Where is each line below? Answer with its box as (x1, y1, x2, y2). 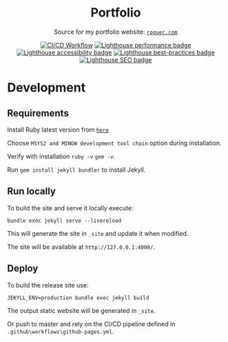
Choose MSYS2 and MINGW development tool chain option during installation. (7, 139, 222, 147)
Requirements (7, 107, 69, 119)
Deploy (7, 263, 39, 274)
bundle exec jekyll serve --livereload (7, 217, 122, 224)
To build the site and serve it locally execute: (7, 203, 134, 212)
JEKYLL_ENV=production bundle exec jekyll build (7, 294, 149, 301)
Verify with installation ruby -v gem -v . (7, 152, 116, 160)
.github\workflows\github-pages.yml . (7, 327, 114, 335)
